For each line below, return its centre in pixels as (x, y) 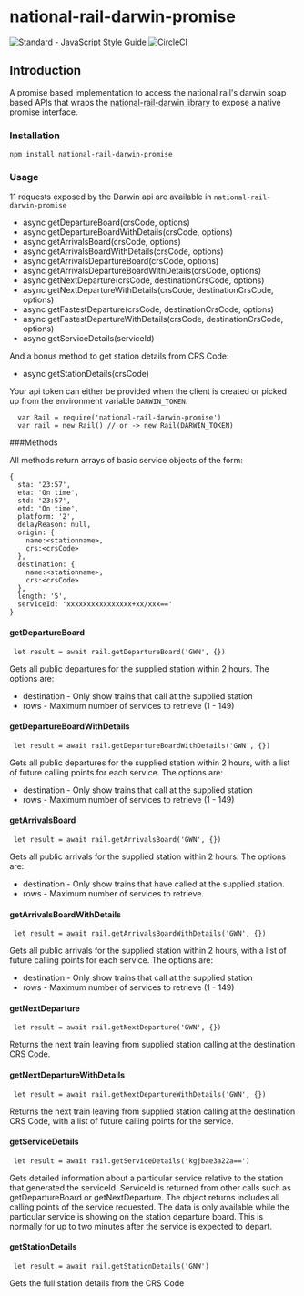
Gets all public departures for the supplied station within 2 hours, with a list (150, 763)
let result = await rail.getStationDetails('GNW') (111, 1266)
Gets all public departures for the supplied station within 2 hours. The (140, 668)
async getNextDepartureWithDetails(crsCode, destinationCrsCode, (148, 290)
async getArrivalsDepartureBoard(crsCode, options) (121, 261)
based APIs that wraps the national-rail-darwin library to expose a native (145, 102)
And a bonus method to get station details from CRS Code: (119, 356)
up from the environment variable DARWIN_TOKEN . (99, 401)
